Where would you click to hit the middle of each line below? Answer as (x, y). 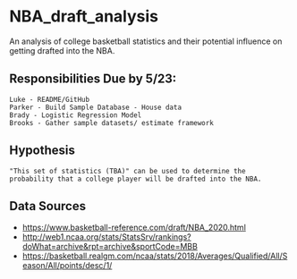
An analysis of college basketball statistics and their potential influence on (146, 41)
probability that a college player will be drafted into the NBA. (136, 179)
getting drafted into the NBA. (62, 50)
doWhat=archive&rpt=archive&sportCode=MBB (110, 247)
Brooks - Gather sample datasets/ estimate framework (112, 123)
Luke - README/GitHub (50, 99)
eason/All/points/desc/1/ (67, 266)
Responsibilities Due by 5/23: (93, 79)
